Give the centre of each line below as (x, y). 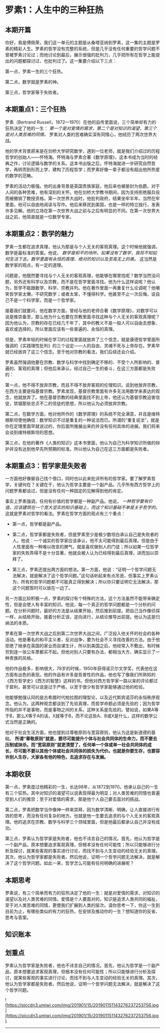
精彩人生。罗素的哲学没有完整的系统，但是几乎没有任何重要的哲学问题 (84, 49)
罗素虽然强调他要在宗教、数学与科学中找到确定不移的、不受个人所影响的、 (80, 362)
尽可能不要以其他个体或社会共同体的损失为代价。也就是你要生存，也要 (84, 751)
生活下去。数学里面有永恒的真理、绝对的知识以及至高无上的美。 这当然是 (83, 259)
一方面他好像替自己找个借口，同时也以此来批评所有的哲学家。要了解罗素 (78, 479)
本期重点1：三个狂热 (36, 109)
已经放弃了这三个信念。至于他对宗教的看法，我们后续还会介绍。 (74, 352)
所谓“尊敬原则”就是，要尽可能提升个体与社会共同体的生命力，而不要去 (86, 739)
